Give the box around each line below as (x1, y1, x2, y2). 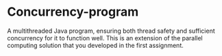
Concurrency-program (7, 4, 139, 20)
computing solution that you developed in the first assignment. (7, 41, 184, 49)
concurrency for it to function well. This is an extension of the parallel (7, 33, 203, 42)
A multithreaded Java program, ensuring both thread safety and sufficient (7, 27, 215, 35)
